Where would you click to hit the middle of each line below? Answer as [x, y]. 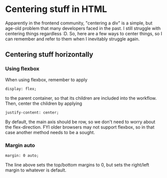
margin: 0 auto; [22, 156]
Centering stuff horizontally [49, 55]
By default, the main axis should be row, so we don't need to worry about [80, 122]
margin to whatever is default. [36, 170]
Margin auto [20, 145]
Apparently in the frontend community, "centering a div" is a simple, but [79, 23]
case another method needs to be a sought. [50, 132]
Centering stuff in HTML [56, 9]
